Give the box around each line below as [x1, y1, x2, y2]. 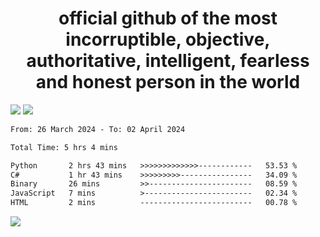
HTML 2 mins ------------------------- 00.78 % [10, 198, 298, 208]
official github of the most [58, 7, 278, 30]
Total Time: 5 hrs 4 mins [10, 142, 118, 152]
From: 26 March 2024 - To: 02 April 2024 [10, 124, 186, 134]
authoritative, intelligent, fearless [26, 50, 310, 72]
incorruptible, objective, [65, 28, 271, 51]
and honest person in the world [35, 71, 301, 94]
